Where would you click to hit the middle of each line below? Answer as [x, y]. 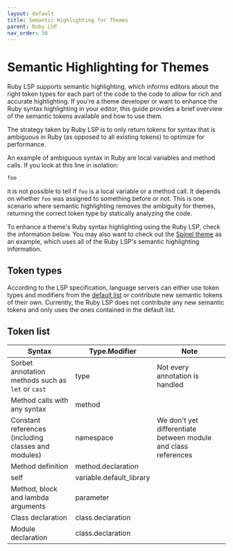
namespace [94, 437]
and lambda [30, 497]
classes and [30, 446]
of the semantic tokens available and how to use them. [85, 116]
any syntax [28, 409]
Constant [26, 420]
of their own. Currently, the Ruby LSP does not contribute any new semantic [116, 302]
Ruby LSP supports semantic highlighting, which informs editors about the [113, 87]
